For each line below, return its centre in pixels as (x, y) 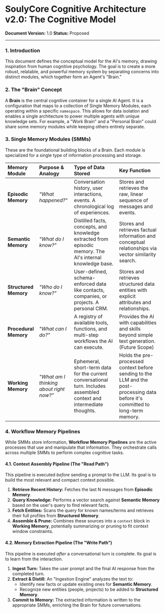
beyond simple (136, 335)
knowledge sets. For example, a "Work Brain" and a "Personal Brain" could (81, 121)
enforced (84, 284)
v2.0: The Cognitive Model (61, 19)
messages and (136, 206)
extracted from (91, 239)
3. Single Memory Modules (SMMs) (48, 139)
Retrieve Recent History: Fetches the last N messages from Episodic (82, 490)
